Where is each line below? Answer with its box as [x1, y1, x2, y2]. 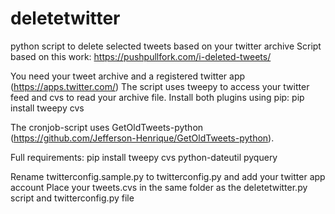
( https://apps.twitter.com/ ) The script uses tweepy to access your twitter [10, 80, 310, 92]
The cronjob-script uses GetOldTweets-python [10, 121, 204, 133]
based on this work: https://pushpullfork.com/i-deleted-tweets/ [10, 50, 272, 62]
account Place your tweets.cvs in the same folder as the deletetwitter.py [10, 181, 308, 193]
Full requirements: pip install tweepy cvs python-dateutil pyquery [10, 151, 278, 163]
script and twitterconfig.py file [10, 192, 135, 204]
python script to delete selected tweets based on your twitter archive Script [10, 40, 322, 52]
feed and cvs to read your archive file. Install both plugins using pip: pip [10, 91, 305, 103]
